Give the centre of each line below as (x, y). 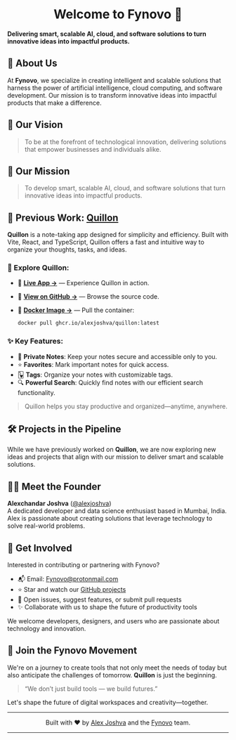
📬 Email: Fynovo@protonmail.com (68, 579)
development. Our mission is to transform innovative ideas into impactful (112, 95)
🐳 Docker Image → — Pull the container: (76, 310)
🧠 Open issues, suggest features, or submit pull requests (99, 599)
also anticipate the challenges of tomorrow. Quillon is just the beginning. (112, 675)
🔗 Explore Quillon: (38, 268)
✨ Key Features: (35, 342)
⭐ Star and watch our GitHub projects (72, 590)
